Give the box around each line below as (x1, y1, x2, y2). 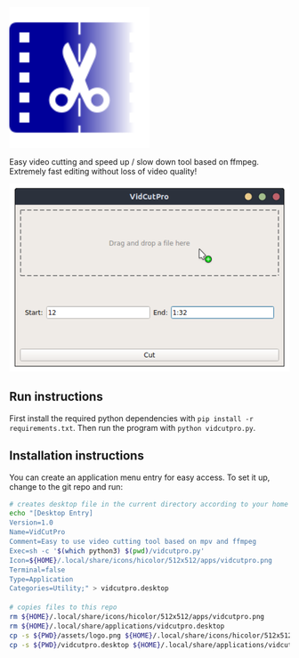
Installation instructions (9, 448, 144, 464)
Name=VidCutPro (9, 528, 66, 537)
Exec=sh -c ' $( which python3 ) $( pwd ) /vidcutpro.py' (9, 546, 205, 556)
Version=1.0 (9, 518, 53, 527)
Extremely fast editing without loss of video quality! (9, 167, 198, 176)
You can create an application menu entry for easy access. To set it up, (9, 472, 271, 483)
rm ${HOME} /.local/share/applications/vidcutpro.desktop (9, 621, 225, 630)
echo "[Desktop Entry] (9, 509, 93, 518)
